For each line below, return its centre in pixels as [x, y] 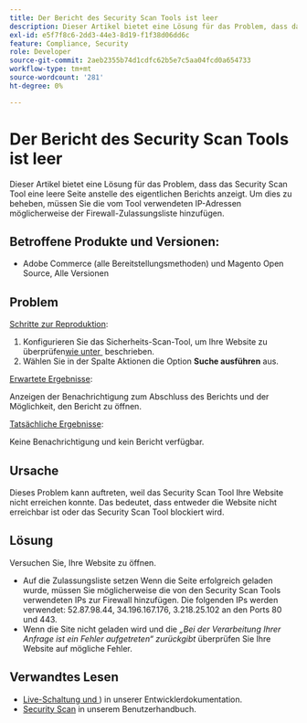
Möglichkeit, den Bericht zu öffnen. [75, 407]
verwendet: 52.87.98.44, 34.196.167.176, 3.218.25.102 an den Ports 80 [152, 610]
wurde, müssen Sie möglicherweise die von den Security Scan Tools [152, 590]
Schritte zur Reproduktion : [59, 324]
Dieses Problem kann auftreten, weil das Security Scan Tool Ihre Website [147, 493]
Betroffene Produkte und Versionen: [115, 242]
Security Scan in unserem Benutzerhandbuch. [109, 708]
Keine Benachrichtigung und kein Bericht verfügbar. [107, 442]
